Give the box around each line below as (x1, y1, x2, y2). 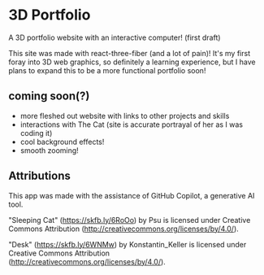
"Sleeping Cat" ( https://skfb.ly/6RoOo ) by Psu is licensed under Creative (8, 215, 251, 225)
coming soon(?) (8, 89, 90, 103)
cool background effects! (19, 137, 105, 146)
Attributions (8, 169, 71, 183)
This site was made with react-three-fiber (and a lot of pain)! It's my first (8, 48, 250, 58)
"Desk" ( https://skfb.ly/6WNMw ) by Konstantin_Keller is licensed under (8, 239, 247, 249)
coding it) (19, 128, 53, 137)
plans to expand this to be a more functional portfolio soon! (8, 65, 206, 75)
